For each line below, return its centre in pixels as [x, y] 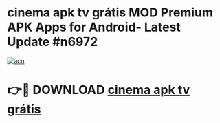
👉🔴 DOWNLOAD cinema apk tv [99, 90]
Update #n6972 [53, 42]
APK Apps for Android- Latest [94, 27]
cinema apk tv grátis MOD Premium [110, 13]
